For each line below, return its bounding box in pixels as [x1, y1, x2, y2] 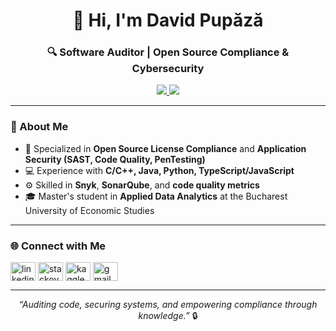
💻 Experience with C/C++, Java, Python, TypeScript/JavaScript [24, 164, 295, 176]
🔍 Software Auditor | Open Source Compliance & [46, 45, 290, 59]
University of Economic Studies [24, 204, 155, 216]
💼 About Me [10, 120, 69, 134]
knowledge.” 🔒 [138, 310, 198, 322]
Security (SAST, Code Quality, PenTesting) [24, 153, 206, 165]
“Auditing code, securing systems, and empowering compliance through [18, 299, 318, 311]
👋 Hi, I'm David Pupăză [72, 9, 264, 32]
